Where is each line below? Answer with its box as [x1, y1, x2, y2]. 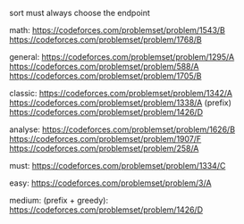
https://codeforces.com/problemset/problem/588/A [9, 62, 199, 71]
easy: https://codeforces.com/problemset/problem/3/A [9, 178, 212, 188]
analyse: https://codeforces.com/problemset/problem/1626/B [9, 124, 235, 135]
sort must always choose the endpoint [9, 8, 150, 18]
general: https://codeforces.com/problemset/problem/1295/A [9, 52, 235, 62]
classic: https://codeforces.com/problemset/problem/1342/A [9, 88, 232, 98]
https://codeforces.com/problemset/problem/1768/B [9, 35, 203, 45]
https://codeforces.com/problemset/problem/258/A [9, 143, 199, 153]
